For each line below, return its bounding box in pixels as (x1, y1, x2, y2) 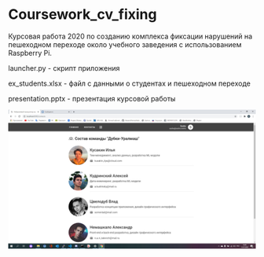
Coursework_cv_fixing (8, 6, 157, 24)
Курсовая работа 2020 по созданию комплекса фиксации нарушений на (8, 31, 253, 41)
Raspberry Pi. (8, 48, 53, 57)
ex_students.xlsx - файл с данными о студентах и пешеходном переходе (8, 79, 251, 88)
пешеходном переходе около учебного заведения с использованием (8, 39, 242, 49)
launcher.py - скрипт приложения (8, 63, 120, 72)
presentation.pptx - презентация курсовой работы (8, 94, 176, 103)
